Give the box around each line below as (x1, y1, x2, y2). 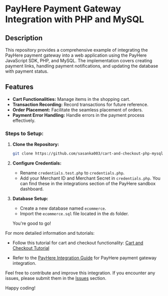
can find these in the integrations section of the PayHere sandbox (20, 180, 156, 186)
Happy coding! (5, 284, 36, 291)
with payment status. (5, 68, 49, 74)
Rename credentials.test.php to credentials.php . (20, 170, 125, 176)
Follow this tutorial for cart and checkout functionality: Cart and (12, 239, 144, 246)
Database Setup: (12, 195, 49, 201)
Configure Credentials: (12, 160, 62, 166)
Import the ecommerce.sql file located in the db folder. (20, 210, 129, 216)
